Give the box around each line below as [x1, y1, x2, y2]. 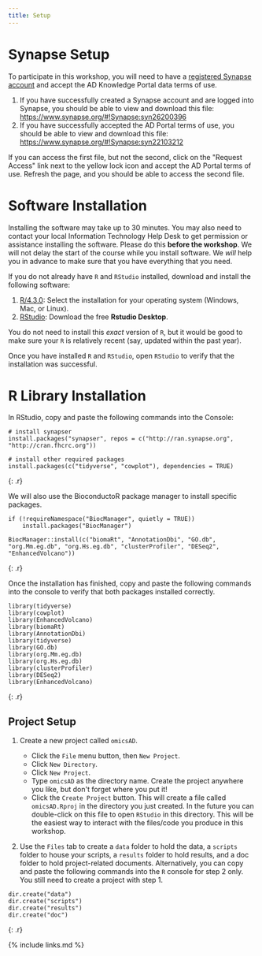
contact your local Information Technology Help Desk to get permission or [8, 231, 248, 240]
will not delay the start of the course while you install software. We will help [8, 247, 253, 257]
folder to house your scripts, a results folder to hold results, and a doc [19, 850, 249, 860]
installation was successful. [8, 359, 98, 369]
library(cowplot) [8, 609, 65, 617]
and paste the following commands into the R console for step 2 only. [19, 867, 244, 876]
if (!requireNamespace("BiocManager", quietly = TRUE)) [8, 515, 195, 523]
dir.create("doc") [8, 911, 68, 919]
